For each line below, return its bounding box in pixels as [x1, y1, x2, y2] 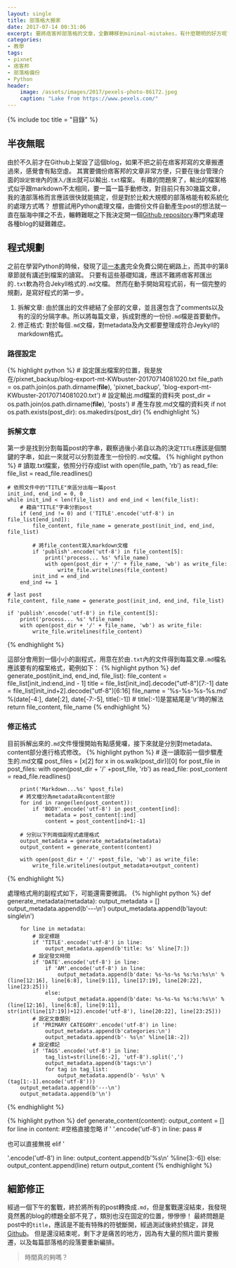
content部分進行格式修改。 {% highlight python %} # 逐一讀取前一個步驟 [7, 747, 217, 756]
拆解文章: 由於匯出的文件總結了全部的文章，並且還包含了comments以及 [17, 303, 224, 311]
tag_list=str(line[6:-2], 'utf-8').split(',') [44, 1053, 184, 1061]
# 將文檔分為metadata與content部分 [20, 793, 116, 800]
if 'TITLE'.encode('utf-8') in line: [32, 939, 143, 946]
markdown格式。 [17, 329, 67, 338]
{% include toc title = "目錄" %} [7, 115, 98, 124]
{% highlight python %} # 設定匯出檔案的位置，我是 [7, 366, 157, 374]
